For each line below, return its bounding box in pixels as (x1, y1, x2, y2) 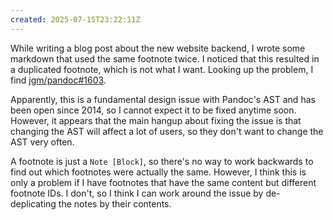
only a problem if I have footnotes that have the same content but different (10, 176, 317, 188)
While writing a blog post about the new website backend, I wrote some (10, 42, 306, 54)
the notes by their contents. (58, 197, 172, 210)
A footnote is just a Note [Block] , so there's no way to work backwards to (10, 155, 314, 167)
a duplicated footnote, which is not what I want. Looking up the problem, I (10, 63, 314, 75)
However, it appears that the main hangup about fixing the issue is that (10, 114, 302, 126)
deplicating (10, 197, 57, 210)
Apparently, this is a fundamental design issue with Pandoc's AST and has (10, 93, 316, 105)
